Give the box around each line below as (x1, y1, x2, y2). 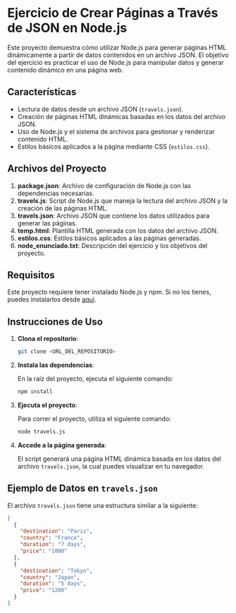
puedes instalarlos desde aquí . (7, 295, 97, 304)
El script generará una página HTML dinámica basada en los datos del (17, 454, 222, 463)
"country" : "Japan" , (20, 574, 80, 581)
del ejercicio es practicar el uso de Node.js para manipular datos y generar (7, 58, 224, 66)
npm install (17, 388, 53, 395)
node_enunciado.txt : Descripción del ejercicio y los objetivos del (17, 241, 208, 249)
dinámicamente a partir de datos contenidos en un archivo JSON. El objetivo (7, 51, 229, 59)
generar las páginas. (17, 218, 77, 227)
